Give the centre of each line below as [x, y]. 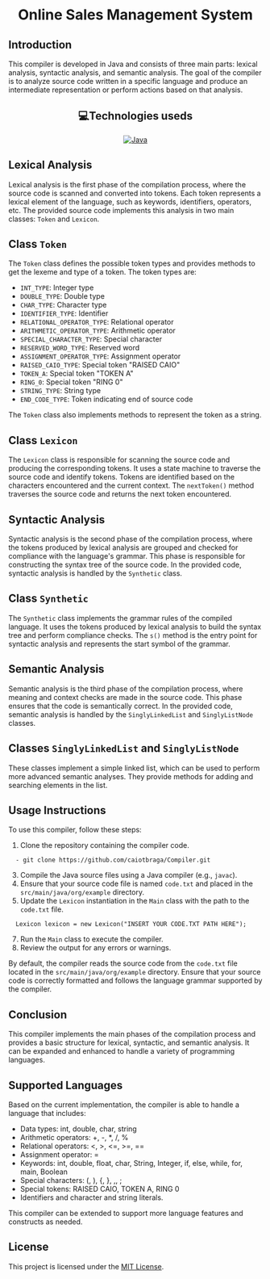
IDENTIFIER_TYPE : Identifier [64, 313]
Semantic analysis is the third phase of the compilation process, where [126, 689]
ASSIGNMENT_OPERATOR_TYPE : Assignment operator [100, 356]
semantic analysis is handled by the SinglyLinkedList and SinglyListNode [131, 714]
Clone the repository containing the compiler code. [104, 845]
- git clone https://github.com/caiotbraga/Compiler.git [113, 860]
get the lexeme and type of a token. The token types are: [103, 272]
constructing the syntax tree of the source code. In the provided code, [125, 565]
